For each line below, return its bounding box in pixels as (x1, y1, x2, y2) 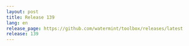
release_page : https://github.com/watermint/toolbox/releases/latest (6, 25, 184, 32)
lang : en (6, 20, 28, 26)
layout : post (6, 8, 39, 15)
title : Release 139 (6, 14, 55, 20)
